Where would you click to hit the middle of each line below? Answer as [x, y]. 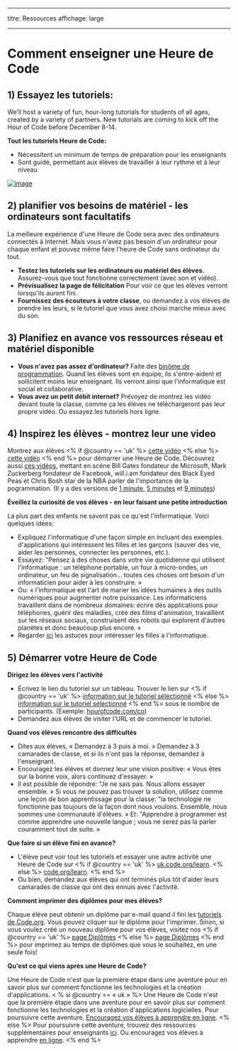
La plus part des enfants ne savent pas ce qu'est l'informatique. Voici [108, 516]
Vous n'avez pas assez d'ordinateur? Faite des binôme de [103, 366]
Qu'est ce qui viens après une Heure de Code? [77, 966]
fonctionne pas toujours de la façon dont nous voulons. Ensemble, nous [122, 807]
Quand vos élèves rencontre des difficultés [72, 733]
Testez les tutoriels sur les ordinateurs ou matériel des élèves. [111, 270]
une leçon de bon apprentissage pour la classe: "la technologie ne [114, 799]
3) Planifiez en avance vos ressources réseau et [115, 338]
